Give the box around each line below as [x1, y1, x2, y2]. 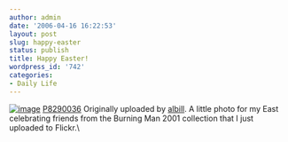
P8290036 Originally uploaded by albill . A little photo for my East [43, 103, 279, 114]
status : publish [9, 46, 69, 55]
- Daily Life [9, 79, 58, 88]
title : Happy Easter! [9, 54, 90, 63]
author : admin [9, 12, 62, 22]
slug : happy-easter [9, 37, 82, 47]
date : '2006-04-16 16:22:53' [9, 21, 117, 30]
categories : [9, 71, 53, 80]
